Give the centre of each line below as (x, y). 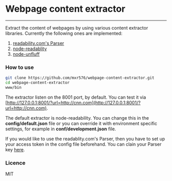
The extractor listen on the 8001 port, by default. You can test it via (76, 97)
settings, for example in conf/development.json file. (61, 129)
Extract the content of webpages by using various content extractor (77, 28)
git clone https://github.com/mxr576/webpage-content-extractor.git (80, 78)
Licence (15, 163)
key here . (15, 149)
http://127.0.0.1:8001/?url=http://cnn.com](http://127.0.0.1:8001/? (74, 102)
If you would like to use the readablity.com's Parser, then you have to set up (85, 139)
